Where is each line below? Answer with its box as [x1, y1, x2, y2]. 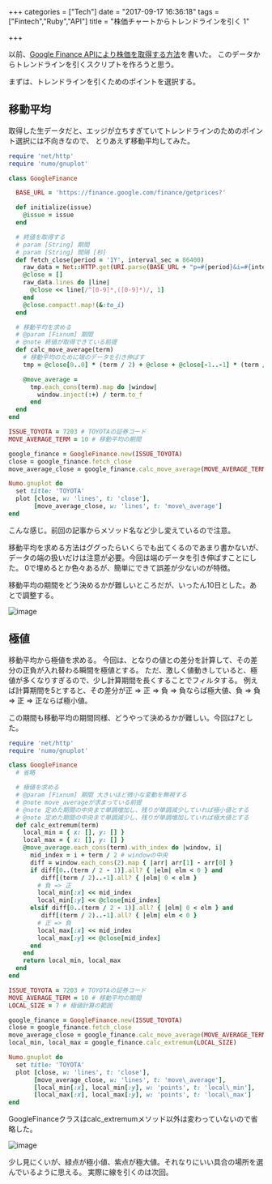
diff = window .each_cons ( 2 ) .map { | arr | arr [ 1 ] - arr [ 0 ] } [29, 858, 234, 866]
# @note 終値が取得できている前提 [15, 338, 117, 347]
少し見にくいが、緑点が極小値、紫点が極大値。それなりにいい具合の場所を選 [8, 1157, 264, 1167]
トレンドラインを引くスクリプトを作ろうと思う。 [15, 60, 179, 69]
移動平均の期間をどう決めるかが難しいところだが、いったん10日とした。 [8, 579, 250, 590]
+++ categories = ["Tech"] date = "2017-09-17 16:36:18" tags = [8, 7, 220, 16]
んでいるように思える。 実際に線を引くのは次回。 [8, 1167, 173, 1178]
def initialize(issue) [15, 203, 92, 212]
